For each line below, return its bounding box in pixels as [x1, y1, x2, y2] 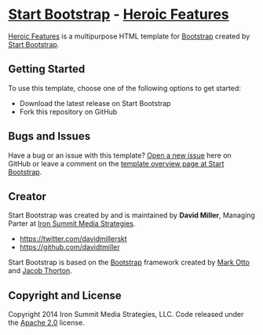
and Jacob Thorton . [8, 266, 72, 275]
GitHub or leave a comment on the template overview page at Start [8, 158, 225, 168]
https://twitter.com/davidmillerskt [19, 234, 127, 244]
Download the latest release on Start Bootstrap [19, 98, 171, 107]
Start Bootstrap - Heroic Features [8, 5, 229, 24]
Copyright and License [8, 289, 122, 302]
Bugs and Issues [8, 129, 91, 143]
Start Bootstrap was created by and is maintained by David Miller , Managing [8, 210, 255, 220]
